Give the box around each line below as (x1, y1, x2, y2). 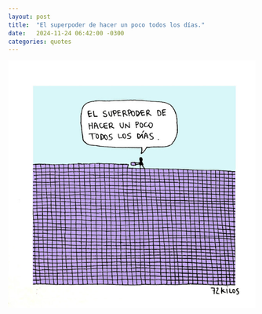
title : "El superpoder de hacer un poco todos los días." (8, 20, 206, 29)
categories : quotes (8, 38, 72, 46)
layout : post (8, 13, 51, 20)
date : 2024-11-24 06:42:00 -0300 (8, 29, 125, 37)
